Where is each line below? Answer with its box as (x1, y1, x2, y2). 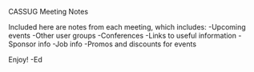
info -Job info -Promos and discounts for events (38, 39, 197, 49)
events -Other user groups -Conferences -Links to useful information (8, 31, 237, 40)
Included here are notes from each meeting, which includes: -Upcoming (8, 22, 246, 31)
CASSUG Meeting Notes (8, 7, 89, 16)
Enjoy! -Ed (8, 55, 42, 64)
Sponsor (8, 39, 37, 49)
